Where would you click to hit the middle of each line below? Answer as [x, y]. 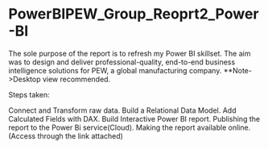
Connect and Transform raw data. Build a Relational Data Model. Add [122, 110]
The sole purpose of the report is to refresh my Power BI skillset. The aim [130, 53]
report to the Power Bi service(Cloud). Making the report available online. [130, 127]
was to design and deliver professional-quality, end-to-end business [122, 62]
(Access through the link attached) [66, 136]
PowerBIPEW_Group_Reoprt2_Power [134, 14]
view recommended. [76, 79]
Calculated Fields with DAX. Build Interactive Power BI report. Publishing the [134, 118]
